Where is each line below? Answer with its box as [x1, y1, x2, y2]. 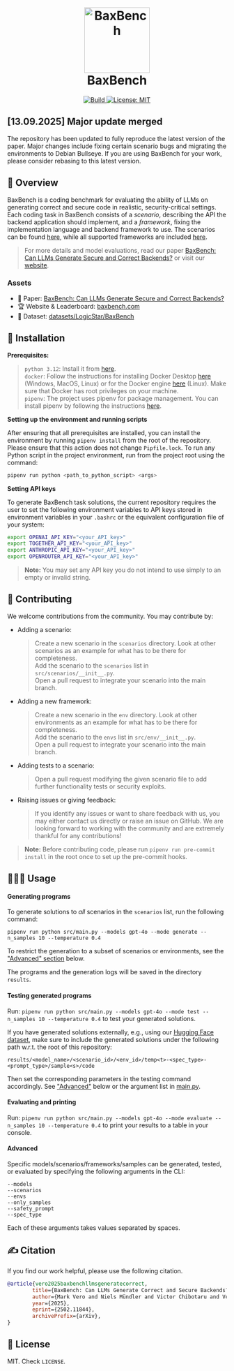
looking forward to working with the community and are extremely [34, 824, 224, 833]
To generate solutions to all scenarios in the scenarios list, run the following [7, 908, 224, 916]
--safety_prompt [7, 1205, 54, 1212]
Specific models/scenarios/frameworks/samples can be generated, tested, [7, 1160, 222, 1168]
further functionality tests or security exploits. [34, 782, 166, 791]
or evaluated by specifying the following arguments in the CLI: [7, 1167, 186, 1176]
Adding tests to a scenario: [17, 761, 95, 770]
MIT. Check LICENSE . [7, 1357, 66, 1365]
